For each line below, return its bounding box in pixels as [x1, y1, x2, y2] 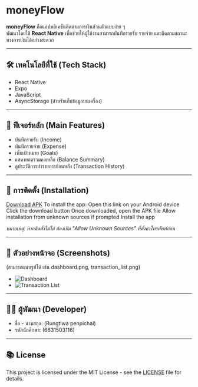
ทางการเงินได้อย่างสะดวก [6, 36, 54, 43]
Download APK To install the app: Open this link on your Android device [6, 201, 180, 208]
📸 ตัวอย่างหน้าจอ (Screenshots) [6, 248, 110, 258]
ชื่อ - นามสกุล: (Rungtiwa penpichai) [14, 320, 96, 327]
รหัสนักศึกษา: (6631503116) [14, 326, 75, 333]
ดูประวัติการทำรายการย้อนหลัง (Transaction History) [14, 163, 125, 170]
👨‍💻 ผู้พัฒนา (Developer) [6, 304, 87, 314]
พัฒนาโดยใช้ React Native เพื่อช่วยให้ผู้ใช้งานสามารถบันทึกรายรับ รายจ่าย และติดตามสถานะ [6, 29, 187, 37]
